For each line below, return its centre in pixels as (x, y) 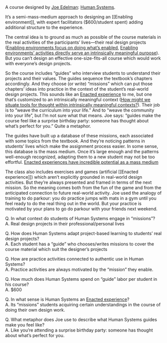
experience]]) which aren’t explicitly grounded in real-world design (74, 177)
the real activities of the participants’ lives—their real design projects (76, 42)
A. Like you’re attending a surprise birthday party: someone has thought (79, 330)
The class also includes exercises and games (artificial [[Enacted (72, 172)
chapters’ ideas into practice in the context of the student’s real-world (77, 89)
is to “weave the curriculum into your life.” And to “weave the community (80, 110)
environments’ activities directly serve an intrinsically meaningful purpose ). (82, 53)
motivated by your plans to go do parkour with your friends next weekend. (82, 209)
